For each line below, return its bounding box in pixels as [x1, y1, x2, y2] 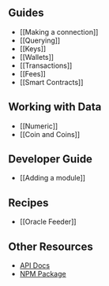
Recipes [8, 196, 49, 210]
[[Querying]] [19, 35, 61, 45]
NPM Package [19, 269, 66, 279]
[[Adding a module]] [19, 173, 85, 183]
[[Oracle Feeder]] [19, 217, 77, 227]
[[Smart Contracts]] [19, 77, 84, 87]
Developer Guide [8, 153, 93, 166]
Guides [8, 6, 45, 20]
